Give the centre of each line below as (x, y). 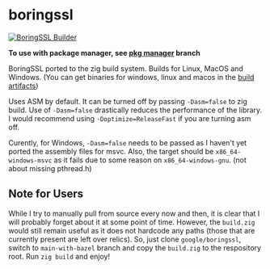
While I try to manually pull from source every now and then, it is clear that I (134, 213)
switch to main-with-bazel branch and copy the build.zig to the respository (135, 247)
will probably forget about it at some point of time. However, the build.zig (132, 222)
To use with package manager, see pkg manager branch (104, 53)
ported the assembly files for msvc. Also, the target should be (111, 151)
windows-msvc (30, 160)
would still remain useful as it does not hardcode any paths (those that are (132, 230)
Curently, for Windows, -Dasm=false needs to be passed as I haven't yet (128, 142)
